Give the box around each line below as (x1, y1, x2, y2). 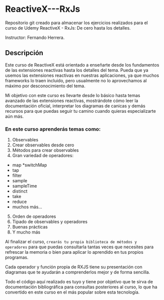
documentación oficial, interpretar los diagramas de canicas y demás (5, 102, 146, 109)
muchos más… (12, 204, 42, 210)
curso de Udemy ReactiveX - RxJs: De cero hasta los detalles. (5, 25, 131, 31)
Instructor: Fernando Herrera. (5, 34, 65, 40)
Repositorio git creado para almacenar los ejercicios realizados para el (5, 20, 148, 26)
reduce (12, 199, 27, 205)
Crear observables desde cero (12, 142, 74, 148)
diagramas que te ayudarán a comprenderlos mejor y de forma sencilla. (5, 269, 150, 275)
